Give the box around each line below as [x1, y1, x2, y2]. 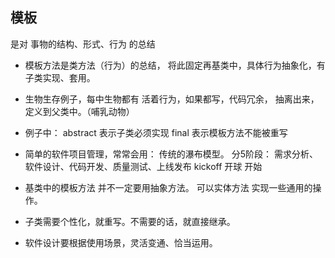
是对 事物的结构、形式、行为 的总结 [10, 38, 156, 50]
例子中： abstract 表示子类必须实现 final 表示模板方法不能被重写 [24, 126, 288, 138]
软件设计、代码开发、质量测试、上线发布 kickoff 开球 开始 [24, 160, 263, 172]
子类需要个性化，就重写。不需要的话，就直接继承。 [24, 215, 236, 227]
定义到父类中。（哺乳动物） [24, 105, 135, 117]
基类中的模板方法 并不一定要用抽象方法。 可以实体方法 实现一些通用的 [24, 181, 313, 193]
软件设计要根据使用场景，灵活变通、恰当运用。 [24, 236, 218, 248]
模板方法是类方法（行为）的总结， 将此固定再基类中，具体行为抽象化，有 [24, 59, 326, 71]
